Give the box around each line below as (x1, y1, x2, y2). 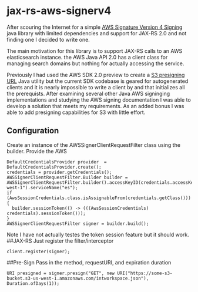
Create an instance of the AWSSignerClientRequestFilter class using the (6, 141, 181, 148)
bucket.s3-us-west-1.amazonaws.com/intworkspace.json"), (6, 275, 149, 281)
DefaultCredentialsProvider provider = (6, 159, 108, 165)
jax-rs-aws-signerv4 (6, 4, 112, 18)
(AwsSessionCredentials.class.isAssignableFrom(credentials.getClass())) (6, 195, 192, 201)
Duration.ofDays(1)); (6, 280, 60, 286)
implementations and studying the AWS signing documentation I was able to (6, 96, 192, 103)
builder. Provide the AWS (6, 147, 67, 155)
